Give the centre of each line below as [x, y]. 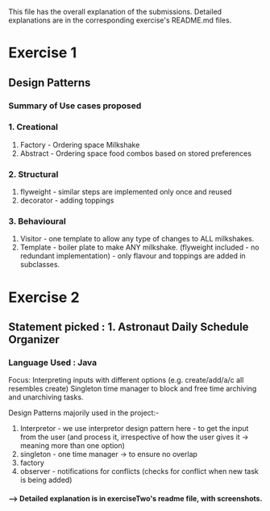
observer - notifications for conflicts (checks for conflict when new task [139, 471]
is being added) [46, 480]
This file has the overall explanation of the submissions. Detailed [115, 12]
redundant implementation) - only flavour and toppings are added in [133, 256]
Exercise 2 [44, 297]
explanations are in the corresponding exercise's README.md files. [120, 20]
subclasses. [40, 265]
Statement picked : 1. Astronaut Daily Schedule [129, 327]
